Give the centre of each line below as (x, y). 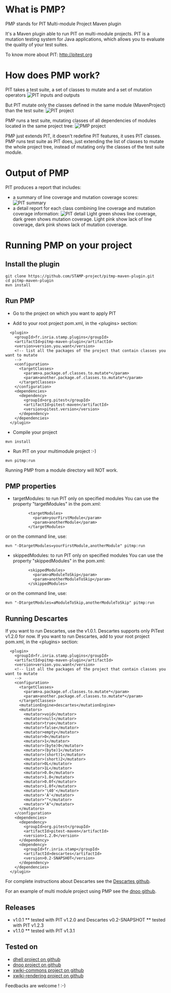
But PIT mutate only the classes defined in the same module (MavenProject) (85, 105)
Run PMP (20, 301)
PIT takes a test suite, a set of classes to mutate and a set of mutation (79, 89)
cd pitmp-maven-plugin (29, 281)
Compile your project (35, 432)
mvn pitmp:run (20, 461)
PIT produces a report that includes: (43, 187)
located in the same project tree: (40, 126)
